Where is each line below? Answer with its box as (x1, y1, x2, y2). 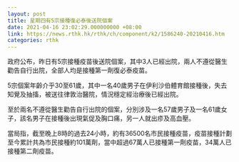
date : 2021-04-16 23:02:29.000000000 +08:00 (7, 23, 142, 31)
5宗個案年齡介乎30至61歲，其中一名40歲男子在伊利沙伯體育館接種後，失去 (7, 81, 228, 90)
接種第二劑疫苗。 (7, 147, 58, 156)
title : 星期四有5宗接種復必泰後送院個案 (7, 17, 113, 24)
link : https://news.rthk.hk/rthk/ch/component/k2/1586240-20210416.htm (7, 30, 225, 38)
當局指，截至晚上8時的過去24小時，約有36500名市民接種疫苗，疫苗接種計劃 (7, 129, 233, 138)
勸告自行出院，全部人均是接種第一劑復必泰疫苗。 (7, 66, 151, 75)
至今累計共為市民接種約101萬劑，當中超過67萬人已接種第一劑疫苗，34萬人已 (7, 138, 232, 146)
